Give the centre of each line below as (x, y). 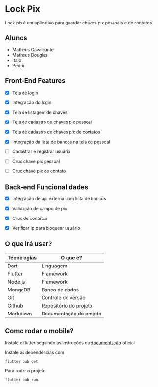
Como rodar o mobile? (40, 331)
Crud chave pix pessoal (36, 161)
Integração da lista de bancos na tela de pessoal (61, 142)
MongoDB (19, 290)
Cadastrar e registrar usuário (41, 151)
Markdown (20, 314)
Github (15, 306)
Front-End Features (35, 81)
